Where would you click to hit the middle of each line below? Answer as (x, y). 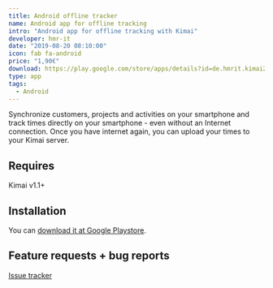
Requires (32, 166)
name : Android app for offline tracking (78, 24)
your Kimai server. (39, 140)
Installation (37, 211)
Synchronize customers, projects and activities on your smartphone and (129, 114)
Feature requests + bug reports (89, 256)
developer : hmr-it (39, 39)
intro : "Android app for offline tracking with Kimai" (103, 31)
